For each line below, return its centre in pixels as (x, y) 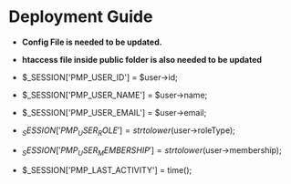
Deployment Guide (81, 17)
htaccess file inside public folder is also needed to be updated (141, 59)
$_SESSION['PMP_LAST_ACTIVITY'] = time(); (107, 169)
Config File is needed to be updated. (92, 42)
